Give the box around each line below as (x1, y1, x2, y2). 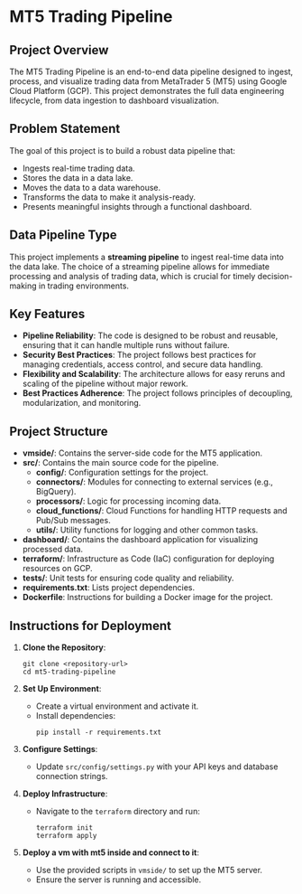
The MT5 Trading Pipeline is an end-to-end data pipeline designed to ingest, (9, 66, 294, 77)
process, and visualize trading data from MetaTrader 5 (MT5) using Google (9, 76, 288, 87)
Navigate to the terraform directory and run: (35, 806, 200, 817)
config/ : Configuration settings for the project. (35, 467, 209, 478)
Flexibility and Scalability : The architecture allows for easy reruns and (22, 369, 286, 380)
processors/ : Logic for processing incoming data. (35, 495, 222, 507)
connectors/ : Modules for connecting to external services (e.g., (35, 476, 273, 487)
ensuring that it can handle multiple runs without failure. (22, 340, 230, 351)
